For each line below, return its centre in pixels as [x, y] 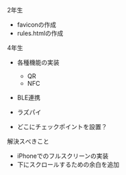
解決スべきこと [28, 141]
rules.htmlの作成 [40, 33]
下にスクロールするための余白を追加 [68, 164]
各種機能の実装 [38, 62]
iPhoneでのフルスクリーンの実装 [63, 156]
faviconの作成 [37, 25]
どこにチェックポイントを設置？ [62, 127]
